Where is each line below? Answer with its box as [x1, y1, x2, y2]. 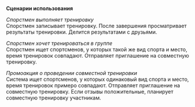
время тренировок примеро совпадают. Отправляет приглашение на [6, 82, 180, 89]
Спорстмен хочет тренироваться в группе [6, 40, 112, 47]
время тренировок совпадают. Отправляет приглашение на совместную [6, 52, 189, 59]
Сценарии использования [6, 5, 73, 12]
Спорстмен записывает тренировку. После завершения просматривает [6, 23, 187, 29]
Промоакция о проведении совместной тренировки [6, 70, 138, 76]
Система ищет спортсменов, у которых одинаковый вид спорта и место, [6, 76, 189, 83]
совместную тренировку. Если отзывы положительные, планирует [6, 88, 174, 95]
